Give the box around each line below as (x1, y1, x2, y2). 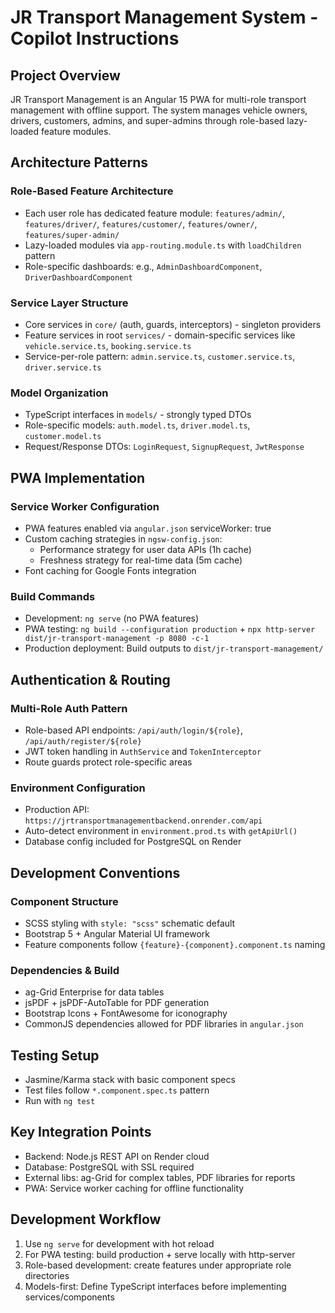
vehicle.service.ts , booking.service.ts (24, 339, 192, 351)
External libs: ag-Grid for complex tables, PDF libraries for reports (24, 1171, 296, 1183)
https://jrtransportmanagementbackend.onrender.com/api (24, 816, 263, 826)
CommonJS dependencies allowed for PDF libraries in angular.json (24, 1018, 304, 1030)
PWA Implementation (10, 469, 146, 486)
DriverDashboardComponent (24, 272, 133, 283)
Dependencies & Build (10, 963, 120, 977)
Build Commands (10, 589, 96, 603)
